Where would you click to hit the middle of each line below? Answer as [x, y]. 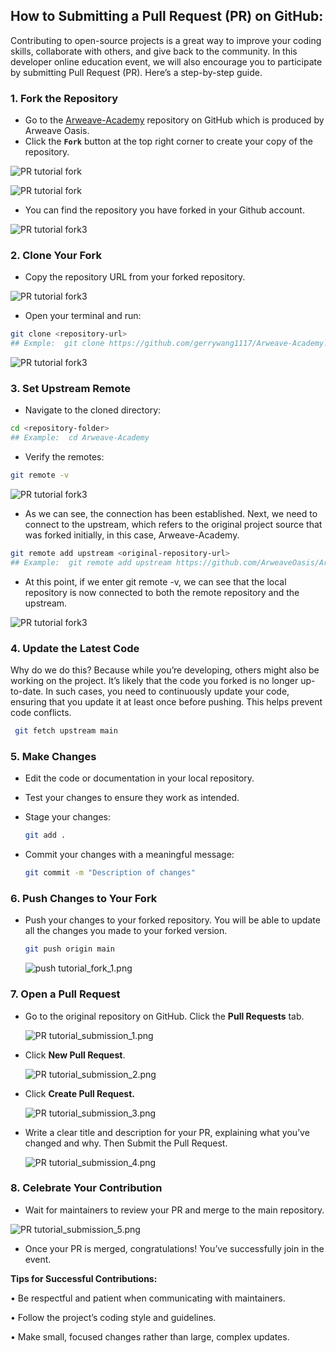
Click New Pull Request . [75, 1055]
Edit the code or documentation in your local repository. [139, 778]
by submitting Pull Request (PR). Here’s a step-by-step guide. [136, 72]
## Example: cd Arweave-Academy [80, 438]
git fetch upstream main [66, 731]
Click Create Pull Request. [79, 1093]
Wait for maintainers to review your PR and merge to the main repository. [174, 1210]
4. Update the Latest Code [75, 648]
